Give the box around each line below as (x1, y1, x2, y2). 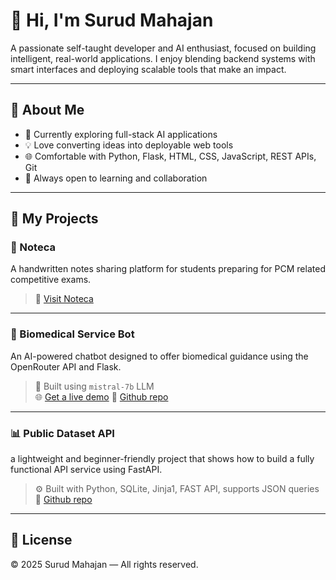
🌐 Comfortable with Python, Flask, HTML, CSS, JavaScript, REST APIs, (24, 150, 317, 162)
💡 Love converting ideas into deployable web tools (24, 139, 234, 151)
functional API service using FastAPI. (10, 464, 163, 476)
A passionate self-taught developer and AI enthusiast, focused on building (10, 42, 317, 54)
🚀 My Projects (10, 210, 99, 228)
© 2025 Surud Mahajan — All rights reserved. (10, 558, 199, 570)
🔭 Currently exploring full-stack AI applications (24, 128, 218, 140)
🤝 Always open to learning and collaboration (24, 172, 208, 184)
